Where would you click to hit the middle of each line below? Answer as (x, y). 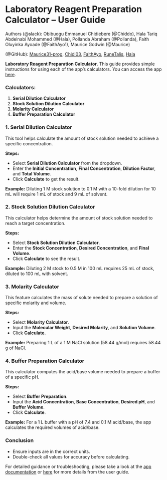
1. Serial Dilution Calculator (39, 127)
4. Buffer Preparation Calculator (45, 361)
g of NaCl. (16, 348)
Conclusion (20, 440)
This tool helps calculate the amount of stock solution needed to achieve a (82, 138)
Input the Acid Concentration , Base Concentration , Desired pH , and (84, 402)
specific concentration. (29, 143)
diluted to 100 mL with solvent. (37, 274)
